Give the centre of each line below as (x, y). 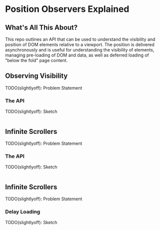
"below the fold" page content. (37, 60)
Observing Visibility (37, 76)
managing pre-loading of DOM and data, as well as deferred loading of (77, 55)
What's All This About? (41, 28)
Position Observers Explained (67, 9)
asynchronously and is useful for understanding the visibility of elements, (80, 50)
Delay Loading (23, 212)
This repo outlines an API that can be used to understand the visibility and (80, 39)
